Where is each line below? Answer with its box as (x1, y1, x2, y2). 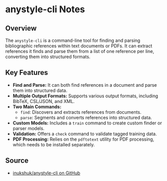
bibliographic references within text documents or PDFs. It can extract (5, 43, 153, 49)
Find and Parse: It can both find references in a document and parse (12, 82, 157, 88)
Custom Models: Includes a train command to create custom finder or (12, 120, 162, 126)
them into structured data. (12, 87, 68, 93)
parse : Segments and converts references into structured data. (20, 114, 152, 120)
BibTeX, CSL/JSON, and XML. (12, 98, 75, 104)
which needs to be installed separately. (12, 141, 95, 147)
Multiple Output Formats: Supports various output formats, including (12, 93, 158, 99)
